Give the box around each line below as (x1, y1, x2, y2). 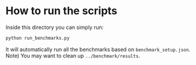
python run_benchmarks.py (5, 35, 69, 41)
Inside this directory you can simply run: (5, 24, 104, 31)
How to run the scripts (5, 4, 118, 18)
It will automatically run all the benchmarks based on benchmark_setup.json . (5, 45, 191, 53)
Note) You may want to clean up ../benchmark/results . (5, 52, 140, 59)
